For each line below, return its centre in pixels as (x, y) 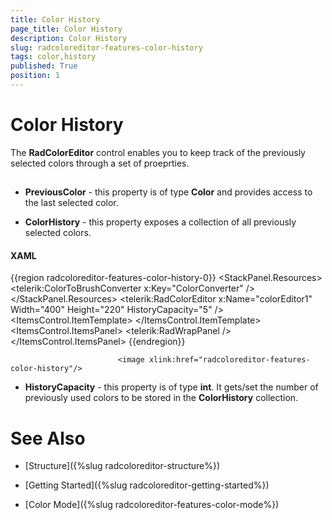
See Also (48, 438)
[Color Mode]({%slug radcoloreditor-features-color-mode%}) (152, 505)
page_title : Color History (66, 29)
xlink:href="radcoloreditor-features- (229, 360)
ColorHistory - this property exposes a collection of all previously (160, 222)
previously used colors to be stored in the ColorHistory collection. (161, 398)
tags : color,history (53, 57)
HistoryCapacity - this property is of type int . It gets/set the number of (171, 387)
